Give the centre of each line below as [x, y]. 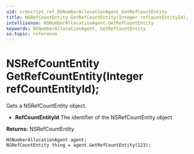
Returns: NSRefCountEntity [40, 129]
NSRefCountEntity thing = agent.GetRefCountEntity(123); [79, 145]
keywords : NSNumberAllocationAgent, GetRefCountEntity [76, 28]
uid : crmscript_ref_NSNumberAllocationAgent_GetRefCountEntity [87, 12]
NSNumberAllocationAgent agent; [46, 140]
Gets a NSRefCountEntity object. [46, 106]
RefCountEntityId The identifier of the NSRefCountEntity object [93, 117]
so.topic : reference [32, 34]
